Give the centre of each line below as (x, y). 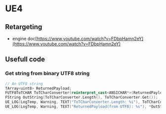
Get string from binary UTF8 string (47, 74)
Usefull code (25, 59)
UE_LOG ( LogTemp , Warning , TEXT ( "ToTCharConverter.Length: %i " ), (73, 102)
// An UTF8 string (24, 84)
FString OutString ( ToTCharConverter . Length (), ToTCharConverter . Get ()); (82, 97)
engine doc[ (24, 38)
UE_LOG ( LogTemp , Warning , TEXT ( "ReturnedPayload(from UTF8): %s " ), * (78, 107)
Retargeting (24, 27)
